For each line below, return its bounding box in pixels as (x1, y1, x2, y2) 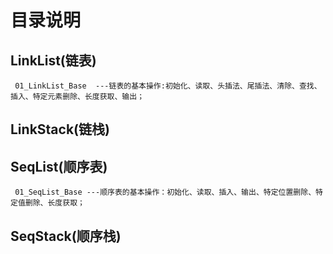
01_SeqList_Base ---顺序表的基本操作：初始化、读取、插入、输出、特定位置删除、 (14, 187, 317, 198)
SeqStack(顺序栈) (10, 227, 122, 245)
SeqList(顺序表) (10, 158, 108, 175)
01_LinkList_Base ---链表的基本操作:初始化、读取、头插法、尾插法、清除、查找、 (14, 81, 322, 91)
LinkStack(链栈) (10, 121, 110, 138)
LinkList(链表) (10, 52, 97, 69)
